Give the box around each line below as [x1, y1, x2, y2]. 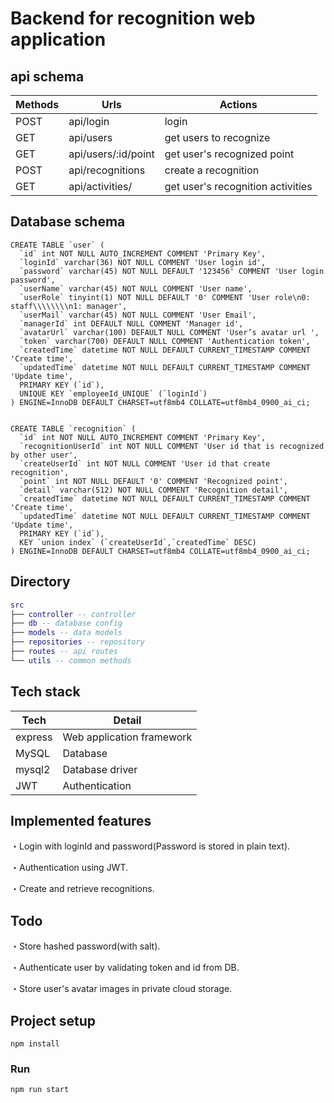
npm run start [10, 1085, 70, 1095]
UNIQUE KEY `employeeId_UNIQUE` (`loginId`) [19, 388, 208, 399]
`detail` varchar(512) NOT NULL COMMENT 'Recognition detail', [19, 485, 288, 495]
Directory [10, 573, 71, 591]
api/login [68, 115, 110, 128]
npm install [10, 1039, 60, 1049]
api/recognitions [68, 163, 146, 177]
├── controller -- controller [10, 609, 137, 619]
